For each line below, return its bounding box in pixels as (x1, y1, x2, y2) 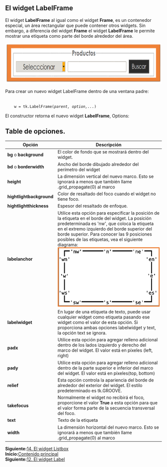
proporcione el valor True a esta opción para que (57, 400, 158, 406)
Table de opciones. (5, 127, 66, 136)
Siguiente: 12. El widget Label (5, 457, 65, 463)
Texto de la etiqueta (57, 417, 98, 423)
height (7, 178, 21, 184)
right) (57, 353, 69, 359)
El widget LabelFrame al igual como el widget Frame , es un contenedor (5, 17, 152, 23)
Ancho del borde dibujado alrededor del (57, 161, 139, 167)
